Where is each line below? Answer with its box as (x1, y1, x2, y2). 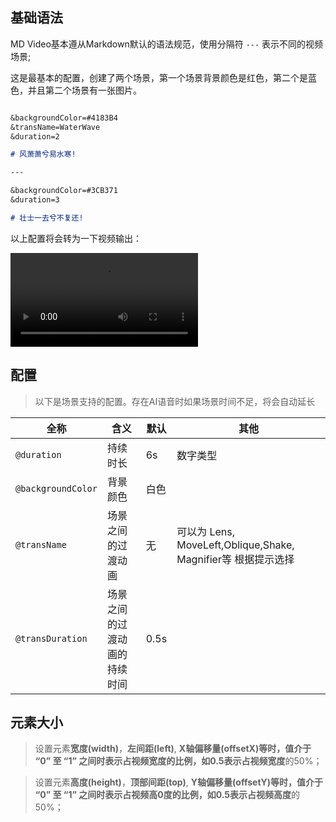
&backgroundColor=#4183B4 (10, 113, 118, 123)
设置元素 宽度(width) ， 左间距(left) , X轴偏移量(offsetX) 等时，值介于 (34, 743, 312, 755)
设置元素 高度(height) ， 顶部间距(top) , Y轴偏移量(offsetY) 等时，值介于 (34, 776, 323, 788)
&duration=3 (10, 195, 60, 205)
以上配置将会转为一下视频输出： (10, 232, 142, 244)
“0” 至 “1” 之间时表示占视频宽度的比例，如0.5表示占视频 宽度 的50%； (34, 755, 323, 767)
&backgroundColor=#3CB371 (10, 186, 118, 196)
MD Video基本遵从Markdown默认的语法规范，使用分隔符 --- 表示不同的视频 (10, 38, 324, 50)
